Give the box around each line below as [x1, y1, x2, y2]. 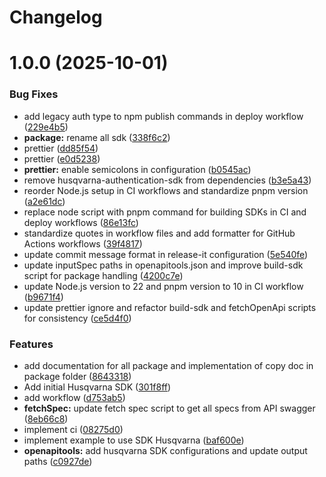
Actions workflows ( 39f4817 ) [23, 237, 143, 250]
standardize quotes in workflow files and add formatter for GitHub [23, 227, 296, 239]
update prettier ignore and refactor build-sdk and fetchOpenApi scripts [23, 301, 317, 313]
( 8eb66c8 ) [23, 412, 69, 425]
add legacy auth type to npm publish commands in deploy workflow [23, 110, 304, 122]
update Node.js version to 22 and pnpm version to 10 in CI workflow [23, 280, 304, 292]
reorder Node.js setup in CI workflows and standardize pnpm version [23, 184, 309, 196]
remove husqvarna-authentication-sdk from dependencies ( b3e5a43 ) [23, 174, 312, 186]
